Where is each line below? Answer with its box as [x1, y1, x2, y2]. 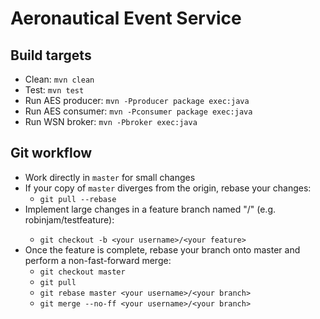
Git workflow [10, 145, 93, 162]
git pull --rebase [39, 194, 117, 204]
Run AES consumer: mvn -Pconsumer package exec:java [24, 105, 253, 117]
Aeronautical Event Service [10, 7, 242, 30]
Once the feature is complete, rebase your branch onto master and [24, 243, 301, 256]
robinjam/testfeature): [24, 213, 115, 226]
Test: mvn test [24, 84, 85, 96]
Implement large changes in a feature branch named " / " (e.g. [24, 203, 277, 215]
